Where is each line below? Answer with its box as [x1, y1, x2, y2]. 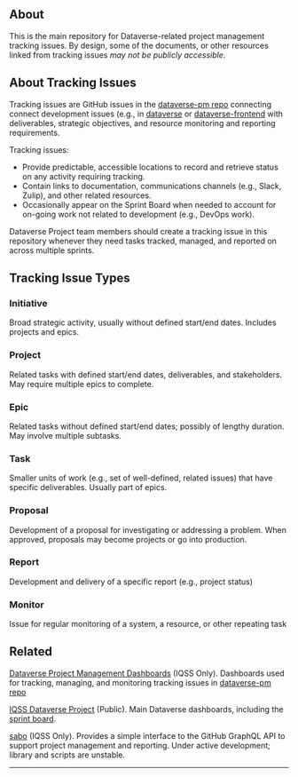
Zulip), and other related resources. [21, 190, 152, 201]
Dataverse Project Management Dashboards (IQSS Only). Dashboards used [9, 668, 286, 678]
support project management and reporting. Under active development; [9, 740, 271, 750]
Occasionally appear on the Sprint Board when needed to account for [21, 199, 277, 210]
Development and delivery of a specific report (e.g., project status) [9, 576, 254, 587]
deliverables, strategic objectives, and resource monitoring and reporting [9, 117, 277, 128]
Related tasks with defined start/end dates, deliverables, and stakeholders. [9, 369, 282, 380]
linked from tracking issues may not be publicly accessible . [9, 49, 226, 60]
